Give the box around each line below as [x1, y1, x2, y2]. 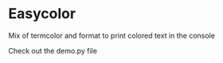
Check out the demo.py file [8, 46, 98, 55]
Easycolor [8, 5, 76, 23]
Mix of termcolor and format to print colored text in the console [8, 31, 215, 40]
